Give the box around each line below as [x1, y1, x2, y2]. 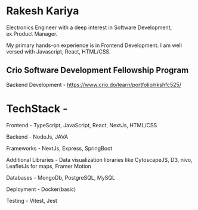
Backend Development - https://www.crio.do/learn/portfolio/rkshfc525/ [6, 81, 182, 88]
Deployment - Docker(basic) [6, 186, 76, 193]
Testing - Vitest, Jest [6, 197, 58, 204]
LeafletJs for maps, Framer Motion [6, 162, 91, 170]
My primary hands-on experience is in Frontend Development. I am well [6, 42, 182, 49]
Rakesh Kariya [6, 4, 79, 18]
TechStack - [6, 102, 68, 115]
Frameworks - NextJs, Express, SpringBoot [6, 145, 113, 152]
